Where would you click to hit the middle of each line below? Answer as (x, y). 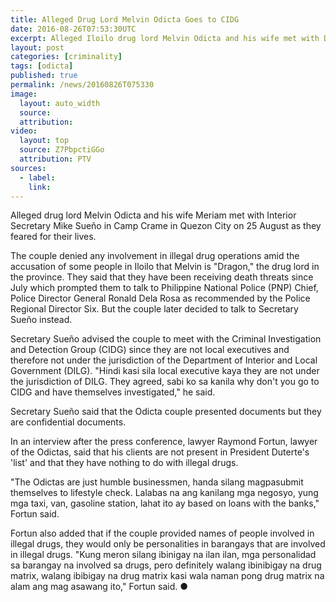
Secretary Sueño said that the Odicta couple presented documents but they (166, 412)
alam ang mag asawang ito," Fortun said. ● (99, 587)
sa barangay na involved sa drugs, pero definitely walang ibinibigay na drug (166, 565)
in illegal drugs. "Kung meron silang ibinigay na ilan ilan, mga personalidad (163, 555)
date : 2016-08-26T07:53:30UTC (73, 29)
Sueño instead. (41, 320)
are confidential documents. (68, 422)
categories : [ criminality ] (66, 57)
